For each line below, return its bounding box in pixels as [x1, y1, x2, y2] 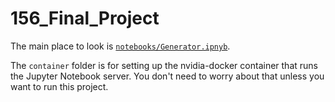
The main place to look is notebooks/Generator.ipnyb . [10, 40, 231, 52]
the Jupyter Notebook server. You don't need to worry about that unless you [10, 70, 325, 82]
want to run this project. [10, 80, 109, 92]
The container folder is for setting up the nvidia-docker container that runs [10, 59, 318, 71]
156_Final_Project [10, 7, 160, 30]
